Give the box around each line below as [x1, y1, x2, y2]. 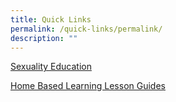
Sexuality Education [10, 61, 92, 73]
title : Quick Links [10, 14, 92, 25]
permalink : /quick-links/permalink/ [10, 24, 163, 34]
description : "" [10, 33, 78, 43]
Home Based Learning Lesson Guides [10, 80, 166, 92]
